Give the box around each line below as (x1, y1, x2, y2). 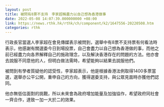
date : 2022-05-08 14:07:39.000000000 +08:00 (5, 16, 97, 21)
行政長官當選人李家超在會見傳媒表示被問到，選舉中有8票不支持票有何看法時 (5, 40, 158, 45)
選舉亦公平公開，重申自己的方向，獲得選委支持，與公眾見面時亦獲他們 (13, 74, 155, 80)
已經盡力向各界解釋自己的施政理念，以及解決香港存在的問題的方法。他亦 (9, 52, 155, 58)
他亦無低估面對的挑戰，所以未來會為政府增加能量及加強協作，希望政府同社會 (5, 91, 159, 97)
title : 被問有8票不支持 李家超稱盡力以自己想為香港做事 (5, 12, 106, 17)
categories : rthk (5, 25, 41, 30)
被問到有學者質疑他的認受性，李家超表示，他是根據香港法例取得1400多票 (5, 68, 152, 74)
